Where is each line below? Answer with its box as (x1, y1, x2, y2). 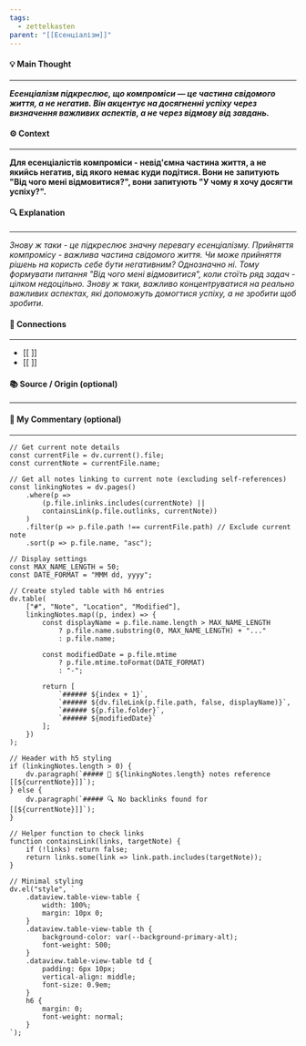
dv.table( (9, 594, 47, 603)
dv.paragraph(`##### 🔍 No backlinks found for (25, 795, 208, 804)
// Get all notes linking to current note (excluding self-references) (9, 475, 287, 484)
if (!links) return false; (25, 845, 128, 854)
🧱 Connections (9, 318, 66, 329)
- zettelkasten (17, 22, 76, 31)
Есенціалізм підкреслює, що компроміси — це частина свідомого (9, 87, 276, 98)
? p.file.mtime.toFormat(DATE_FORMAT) (57, 658, 206, 667)
